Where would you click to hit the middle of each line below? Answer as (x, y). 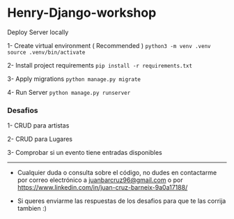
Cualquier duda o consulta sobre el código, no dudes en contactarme (117, 173)
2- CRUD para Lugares (40, 139)
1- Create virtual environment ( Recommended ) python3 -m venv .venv (109, 45)
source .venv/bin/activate (46, 52)
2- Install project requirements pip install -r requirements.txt (100, 65)
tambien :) (32, 209)
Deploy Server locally (38, 32)
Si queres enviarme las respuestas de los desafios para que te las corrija (122, 201)
